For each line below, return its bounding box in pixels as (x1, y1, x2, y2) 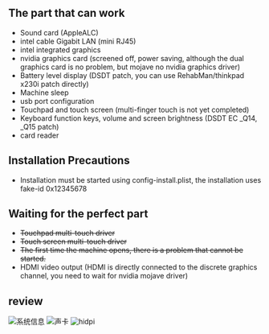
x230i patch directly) (19, 79, 90, 89)
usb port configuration (19, 96, 95, 105)
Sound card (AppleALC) (19, 27, 99, 37)
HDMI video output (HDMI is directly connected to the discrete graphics (19, 262, 258, 272)
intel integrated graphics (19, 44, 101, 55)
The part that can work (8, 6, 125, 20)
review (8, 294, 43, 308)
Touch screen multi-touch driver (19, 237, 127, 246)
